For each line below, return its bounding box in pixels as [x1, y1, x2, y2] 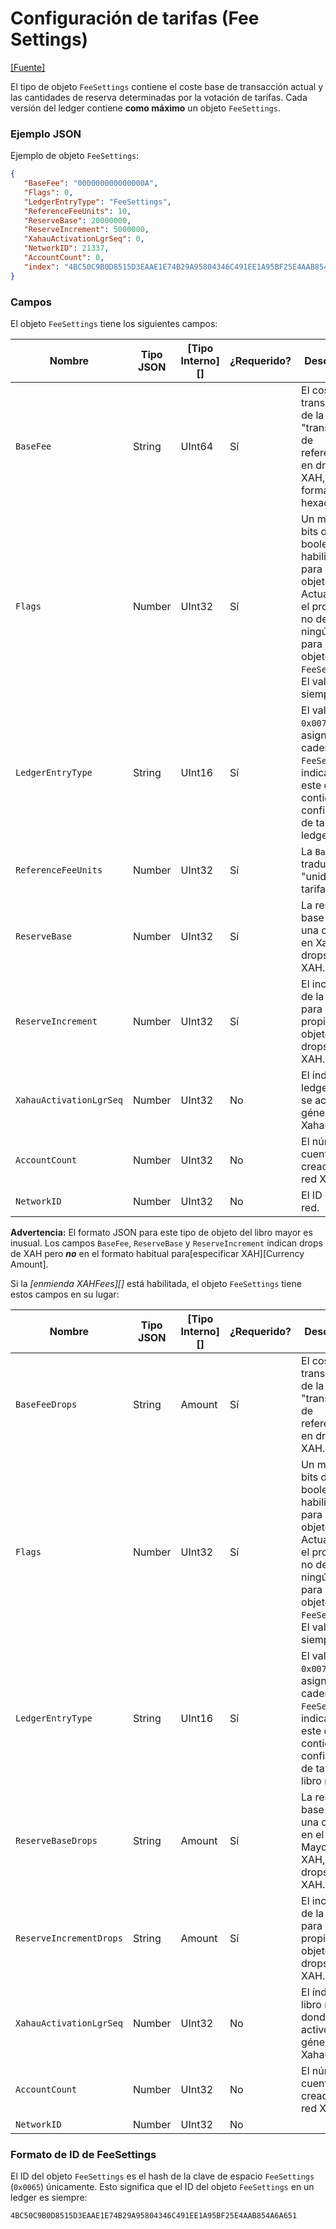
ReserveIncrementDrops [15, 1933, 123, 1944]
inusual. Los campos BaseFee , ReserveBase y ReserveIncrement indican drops [10, 1237, 323, 1249]
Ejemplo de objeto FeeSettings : [10, 150, 140, 162]
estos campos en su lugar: [10, 1288, 120, 1301]
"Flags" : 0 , [23, 187, 74, 197]
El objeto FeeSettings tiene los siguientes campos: [10, 318, 218, 330]
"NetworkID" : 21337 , [23, 243, 110, 254]
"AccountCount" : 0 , [23, 253, 105, 263]
